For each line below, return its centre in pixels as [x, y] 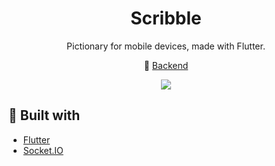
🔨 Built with [44, 115]
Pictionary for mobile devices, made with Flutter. [166, 46]
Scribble [166, 18]
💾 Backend [166, 65]
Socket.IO [43, 150]
